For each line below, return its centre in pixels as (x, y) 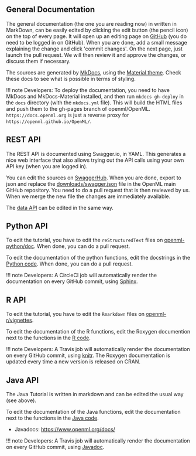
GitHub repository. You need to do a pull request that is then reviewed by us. (98, 190)
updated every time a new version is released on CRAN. (73, 362)
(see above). (21, 400)
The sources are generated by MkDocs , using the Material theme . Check (94, 72)
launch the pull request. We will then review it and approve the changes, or (96, 55)
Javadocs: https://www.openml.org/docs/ (65, 430)
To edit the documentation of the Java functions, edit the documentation (94, 412)
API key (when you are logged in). (47, 166)
